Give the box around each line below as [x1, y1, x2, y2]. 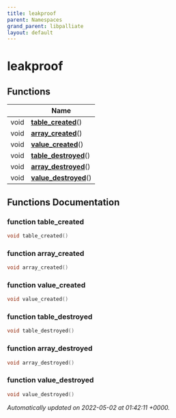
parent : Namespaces [7, 16, 63, 23]
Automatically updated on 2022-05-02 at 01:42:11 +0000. [7, 403, 171, 411]
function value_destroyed [7, 376, 94, 385]
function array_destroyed [7, 343, 93, 353]
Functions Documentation [7, 196, 120, 208]
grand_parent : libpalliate [7, 23, 84, 29]
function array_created [7, 248, 85, 258]
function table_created [7, 217, 85, 226]
